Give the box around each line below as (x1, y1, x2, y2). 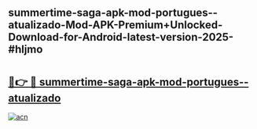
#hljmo (8, 43, 43, 56)
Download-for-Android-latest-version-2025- (8, 30, 234, 44)
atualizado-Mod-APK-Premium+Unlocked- (8, 19, 223, 32)
